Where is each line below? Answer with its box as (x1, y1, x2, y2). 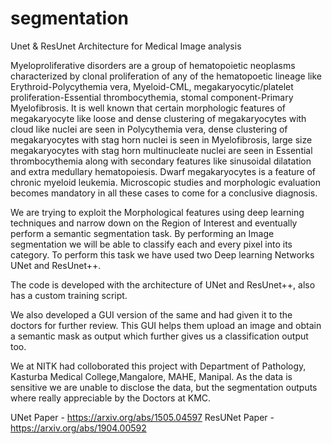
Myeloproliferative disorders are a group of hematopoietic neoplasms (10, 59, 296, 71)
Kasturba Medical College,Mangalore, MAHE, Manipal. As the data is (10, 370, 293, 382)
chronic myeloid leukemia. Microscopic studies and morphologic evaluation (10, 176, 321, 188)
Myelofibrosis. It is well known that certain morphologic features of (10, 102, 287, 114)
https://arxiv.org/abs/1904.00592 (10, 422, 147, 434)
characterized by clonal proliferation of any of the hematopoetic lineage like (10, 70, 323, 82)
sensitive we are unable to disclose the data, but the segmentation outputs (10, 381, 318, 393)
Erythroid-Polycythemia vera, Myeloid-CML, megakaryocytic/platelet (10, 80, 294, 92)
